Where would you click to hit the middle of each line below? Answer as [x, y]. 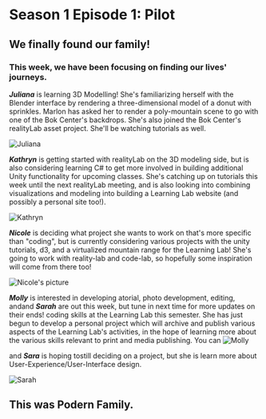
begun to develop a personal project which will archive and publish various [132, 323]
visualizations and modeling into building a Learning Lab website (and [124, 193]
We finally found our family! [80, 44]
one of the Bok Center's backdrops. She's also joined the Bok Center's [125, 120]
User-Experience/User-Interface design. [75, 364]
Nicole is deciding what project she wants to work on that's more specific [131, 233]
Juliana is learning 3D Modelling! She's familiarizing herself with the [121, 94]
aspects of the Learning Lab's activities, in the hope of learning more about [133, 331]
